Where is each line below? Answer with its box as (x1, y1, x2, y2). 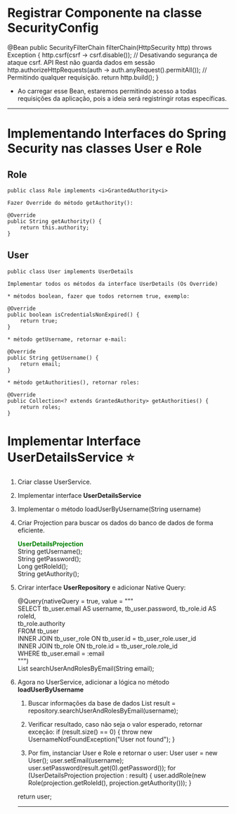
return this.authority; (20, 224, 90, 231)
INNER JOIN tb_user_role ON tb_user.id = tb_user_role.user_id (17, 634, 197, 642)
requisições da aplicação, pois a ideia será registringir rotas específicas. (17, 94, 227, 103)
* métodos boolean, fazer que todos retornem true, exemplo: (7, 292, 190, 300)
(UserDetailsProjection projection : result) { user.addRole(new (27, 771, 206, 779)
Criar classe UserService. (17, 477, 92, 486)
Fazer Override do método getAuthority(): (7, 199, 133, 206)
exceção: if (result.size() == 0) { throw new (27, 727, 152, 736)
